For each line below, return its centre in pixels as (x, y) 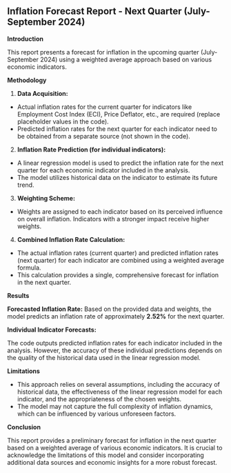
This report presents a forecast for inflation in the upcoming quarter (103, 52)
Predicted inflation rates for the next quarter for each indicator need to (117, 129)
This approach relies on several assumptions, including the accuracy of (119, 384)
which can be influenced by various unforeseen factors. (97, 414)
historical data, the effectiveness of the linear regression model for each (120, 392)
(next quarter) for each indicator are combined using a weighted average (121, 260)
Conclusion (24, 427)
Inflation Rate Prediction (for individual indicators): (91, 149)
